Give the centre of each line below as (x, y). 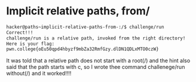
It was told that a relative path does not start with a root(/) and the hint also (98, 60)
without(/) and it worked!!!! (39, 74)
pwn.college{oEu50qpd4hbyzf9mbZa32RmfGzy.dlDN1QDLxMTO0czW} (83, 49)
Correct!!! (20, 32)
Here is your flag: (30, 44)
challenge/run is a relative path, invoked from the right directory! (96, 38)
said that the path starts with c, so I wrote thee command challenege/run (96, 67)
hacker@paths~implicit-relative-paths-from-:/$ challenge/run (85, 27)
